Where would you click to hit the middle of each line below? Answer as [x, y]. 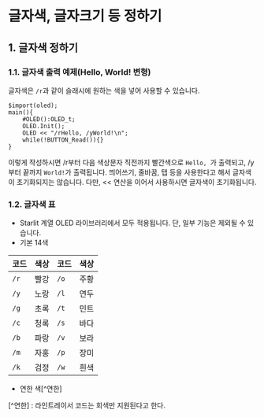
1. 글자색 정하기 [43, 48]
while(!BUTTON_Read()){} [63, 140]
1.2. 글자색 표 [32, 204]
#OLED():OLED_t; [49, 119]
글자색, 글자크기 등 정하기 [85, 16]
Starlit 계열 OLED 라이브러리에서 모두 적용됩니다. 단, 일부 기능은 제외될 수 [132, 223]
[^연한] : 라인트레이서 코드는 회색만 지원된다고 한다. [87, 405]
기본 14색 [34, 243]
